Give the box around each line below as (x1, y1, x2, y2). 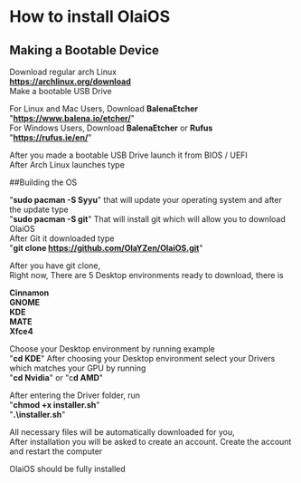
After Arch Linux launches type (9, 159, 125, 169)
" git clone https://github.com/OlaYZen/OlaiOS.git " (9, 243, 203, 253)
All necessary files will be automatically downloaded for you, (9, 427, 235, 437)
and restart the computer (9, 446, 103, 457)
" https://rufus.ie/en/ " (9, 132, 92, 142)
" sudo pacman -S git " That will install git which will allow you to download (9, 214, 287, 224)
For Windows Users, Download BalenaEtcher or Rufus (9, 122, 213, 133)
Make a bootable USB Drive (9, 86, 112, 96)
